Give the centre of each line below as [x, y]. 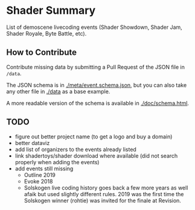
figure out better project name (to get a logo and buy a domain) [94, 137]
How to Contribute [42, 53]
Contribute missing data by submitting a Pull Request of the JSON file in [96, 67]
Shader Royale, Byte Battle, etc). [46, 33]
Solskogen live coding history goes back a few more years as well [106, 188]
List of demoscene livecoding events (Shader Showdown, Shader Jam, [94, 27]
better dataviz [32, 143]
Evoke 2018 [38, 181]
